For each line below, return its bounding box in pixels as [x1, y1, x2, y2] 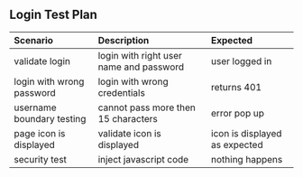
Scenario [14, 33, 54, 46]
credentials [97, 86, 146, 98]
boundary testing [14, 112, 87, 125]
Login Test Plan [9, 7, 97, 23]
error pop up [210, 107, 264, 119]
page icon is [14, 126, 66, 139]
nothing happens [210, 153, 283, 165]
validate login [14, 54, 70, 67]
